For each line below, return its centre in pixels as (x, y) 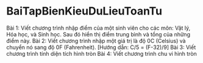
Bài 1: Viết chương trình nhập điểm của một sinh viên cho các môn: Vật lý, (98, 28)
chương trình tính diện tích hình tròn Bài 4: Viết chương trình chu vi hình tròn (101, 53)
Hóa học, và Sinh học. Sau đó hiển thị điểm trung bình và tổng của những (98, 34)
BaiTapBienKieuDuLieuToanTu (84, 11)
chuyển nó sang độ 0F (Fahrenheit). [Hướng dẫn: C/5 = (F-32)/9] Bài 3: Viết (101, 47)
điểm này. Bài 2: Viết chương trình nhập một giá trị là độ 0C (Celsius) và (96, 41)
